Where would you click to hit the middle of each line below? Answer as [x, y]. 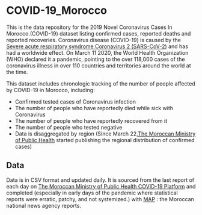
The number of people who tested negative [69, 127]
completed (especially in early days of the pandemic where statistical [92, 193]
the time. [17, 72]
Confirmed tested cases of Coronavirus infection [75, 101]
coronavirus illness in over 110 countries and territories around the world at [99, 65]
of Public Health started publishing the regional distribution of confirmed [105, 140]
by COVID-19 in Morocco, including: [50, 90]
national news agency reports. [44, 205]
